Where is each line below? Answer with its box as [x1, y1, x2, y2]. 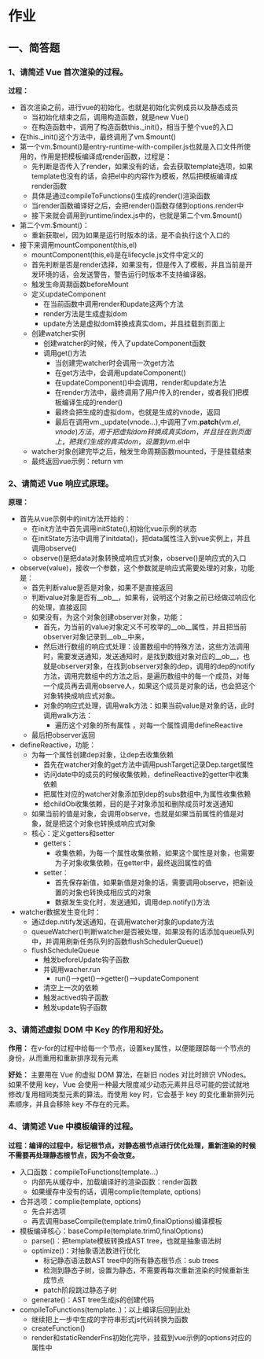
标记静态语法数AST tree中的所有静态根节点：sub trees [42, 1255, 219, 1265]
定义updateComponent [31, 289, 106, 299]
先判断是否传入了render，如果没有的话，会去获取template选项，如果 [31, 161, 254, 171]
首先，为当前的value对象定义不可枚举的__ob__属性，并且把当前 [42, 622, 247, 632]
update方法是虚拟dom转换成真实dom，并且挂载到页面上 [42, 319, 225, 328]
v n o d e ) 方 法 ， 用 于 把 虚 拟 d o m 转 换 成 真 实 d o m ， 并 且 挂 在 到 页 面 [54, 426, 251, 436]
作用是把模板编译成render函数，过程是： [40, 151, 173, 161]
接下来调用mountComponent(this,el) [19, 240, 137, 249]
